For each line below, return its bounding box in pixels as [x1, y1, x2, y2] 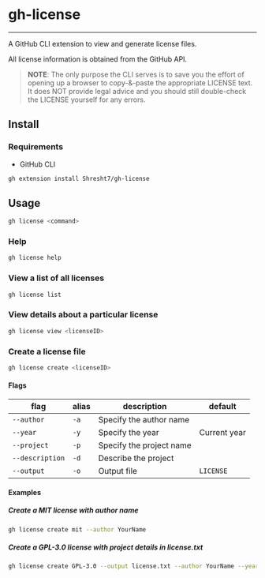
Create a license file [8, 346, 87, 357]
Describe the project [98, 452, 174, 464]
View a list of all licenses [8, 272, 105, 283]
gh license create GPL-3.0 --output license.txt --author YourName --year [8, 562, 259, 570]
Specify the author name [98, 415, 190, 426]
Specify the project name [98, 440, 192, 451]
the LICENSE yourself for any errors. [27, 95, 146, 104]
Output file [98, 466, 138, 477]
